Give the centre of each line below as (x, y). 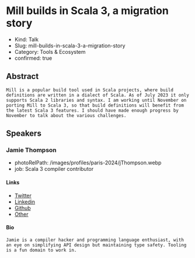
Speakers (24, 134)
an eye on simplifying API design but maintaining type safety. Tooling (96, 245)
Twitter (23, 195)
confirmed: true (33, 58)
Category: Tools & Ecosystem (50, 51)
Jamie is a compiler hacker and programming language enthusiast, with (95, 240)
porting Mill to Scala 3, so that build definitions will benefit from (95, 105)
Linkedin (25, 202)
